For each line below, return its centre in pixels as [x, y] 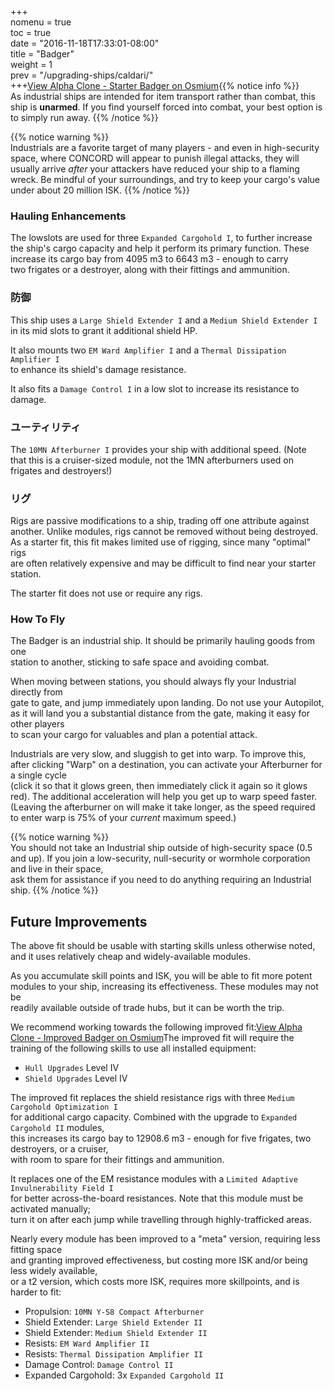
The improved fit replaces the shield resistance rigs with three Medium [152, 1098]
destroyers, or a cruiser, [59, 1149]
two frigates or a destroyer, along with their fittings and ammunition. [150, 270]
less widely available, [54, 1271]
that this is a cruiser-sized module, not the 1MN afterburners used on [152, 460]
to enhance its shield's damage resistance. [98, 369]
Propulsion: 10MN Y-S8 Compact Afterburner [114, 1312]
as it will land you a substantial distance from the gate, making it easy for [160, 713]
